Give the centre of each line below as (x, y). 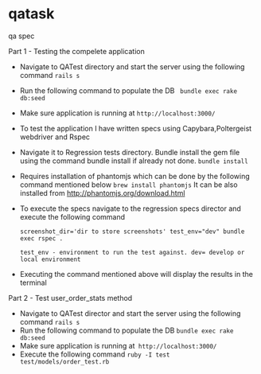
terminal (33, 282)
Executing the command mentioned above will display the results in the (136, 274)
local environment (50, 259)
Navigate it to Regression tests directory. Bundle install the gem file (130, 152)
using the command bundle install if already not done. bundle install (134, 161)
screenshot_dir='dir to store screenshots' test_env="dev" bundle (132, 232)
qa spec (21, 36)
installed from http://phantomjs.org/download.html (102, 193)
